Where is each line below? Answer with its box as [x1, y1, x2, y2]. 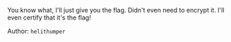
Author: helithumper [7, 27, 66, 35]
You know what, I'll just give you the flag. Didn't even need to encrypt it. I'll [7, 6, 225, 14]
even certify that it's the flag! [7, 13, 92, 22]
